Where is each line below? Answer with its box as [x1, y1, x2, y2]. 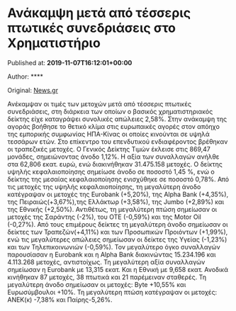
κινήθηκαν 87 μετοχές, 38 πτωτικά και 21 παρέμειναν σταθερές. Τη [7, 273, 207, 281]
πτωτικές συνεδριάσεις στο [7, 20, 176, 36]
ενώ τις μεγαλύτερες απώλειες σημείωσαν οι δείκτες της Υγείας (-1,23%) [7, 235, 227, 244]
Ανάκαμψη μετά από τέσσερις [7, 5, 191, 21]
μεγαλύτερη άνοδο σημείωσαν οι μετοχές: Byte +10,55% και [7, 280, 186, 288]
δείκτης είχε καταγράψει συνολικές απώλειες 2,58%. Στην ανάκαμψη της [7, 115, 227, 123]
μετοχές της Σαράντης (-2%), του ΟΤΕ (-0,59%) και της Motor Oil [7, 213, 202, 221]
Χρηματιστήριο [7, 35, 101, 51]
